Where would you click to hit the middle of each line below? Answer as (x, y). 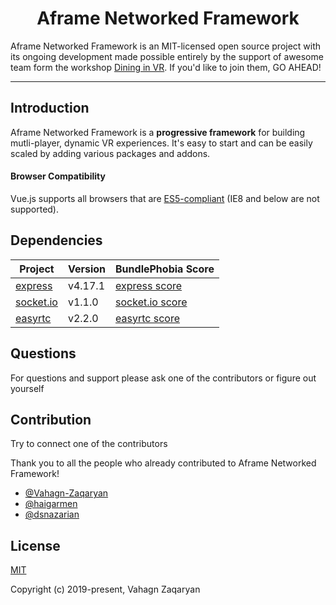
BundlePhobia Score (165, 269)
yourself (27, 388)
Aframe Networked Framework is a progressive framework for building (158, 132)
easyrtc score (147, 318)
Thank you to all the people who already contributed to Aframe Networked (163, 463)
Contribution (51, 419)
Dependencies (56, 240)
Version (87, 269)
